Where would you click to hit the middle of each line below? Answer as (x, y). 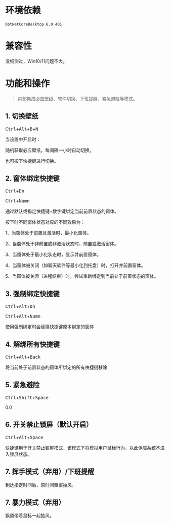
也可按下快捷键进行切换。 (32, 161)
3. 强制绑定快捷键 (32, 294)
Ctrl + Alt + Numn (23, 316)
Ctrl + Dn (15, 191)
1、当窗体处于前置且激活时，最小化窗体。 (48, 233)
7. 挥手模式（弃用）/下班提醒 (50, 472)
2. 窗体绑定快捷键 (32, 179)
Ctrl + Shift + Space (27, 397)
